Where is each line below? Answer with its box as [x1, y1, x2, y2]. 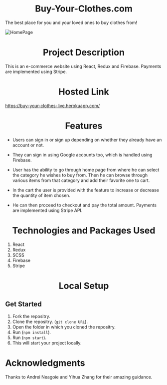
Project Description [43, 47, 125, 58]
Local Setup [58, 280, 109, 291]
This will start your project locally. [12, 339, 82, 345]
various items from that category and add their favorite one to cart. [12, 177, 150, 183]
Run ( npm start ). [12, 334, 46, 340]
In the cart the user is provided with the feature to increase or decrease [12, 187, 160, 193]
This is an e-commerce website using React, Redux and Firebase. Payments [5, 63, 162, 69]
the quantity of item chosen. [12, 192, 71, 198]
